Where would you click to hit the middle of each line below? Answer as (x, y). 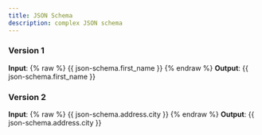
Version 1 (27, 51)
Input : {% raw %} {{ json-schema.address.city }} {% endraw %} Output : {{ (131, 114)
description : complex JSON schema (66, 23)
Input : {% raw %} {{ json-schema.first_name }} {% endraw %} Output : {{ (128, 67)
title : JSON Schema (41, 15)
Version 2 (27, 97)
